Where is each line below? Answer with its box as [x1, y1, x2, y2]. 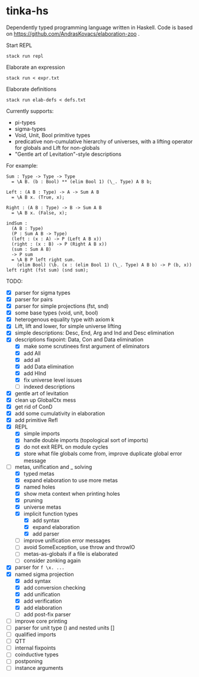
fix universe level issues [23, 376, 82, 383]
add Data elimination [23, 363, 74, 370]
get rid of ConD [14, 403, 53, 410]
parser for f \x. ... [14, 563, 65, 571]
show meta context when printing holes [23, 490, 120, 497]
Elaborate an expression [6, 64, 65, 71]
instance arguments [14, 665, 64, 672]
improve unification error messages [23, 537, 111, 544]
